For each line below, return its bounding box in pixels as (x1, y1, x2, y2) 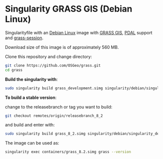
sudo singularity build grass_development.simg (5, 86, 103, 91)
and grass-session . (5, 35, 44, 41)
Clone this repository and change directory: (5, 53, 92, 59)
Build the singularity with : (5, 76, 58, 82)
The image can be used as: (5, 140, 60, 146)
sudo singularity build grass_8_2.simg (5, 131, 86, 136)
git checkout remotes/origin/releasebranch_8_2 (5, 113, 103, 118)
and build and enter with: (5, 122, 55, 128)
